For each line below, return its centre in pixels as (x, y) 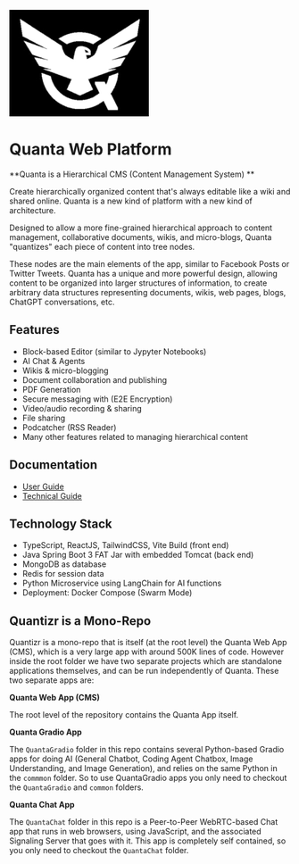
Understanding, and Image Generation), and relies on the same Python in (144, 768)
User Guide (43, 486)
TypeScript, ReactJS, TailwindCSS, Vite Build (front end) (125, 545)
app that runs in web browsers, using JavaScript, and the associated (135, 832)
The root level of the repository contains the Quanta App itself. (124, 715)
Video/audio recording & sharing (82, 408)
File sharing (44, 418)
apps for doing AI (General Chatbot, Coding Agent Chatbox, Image (131, 759)
